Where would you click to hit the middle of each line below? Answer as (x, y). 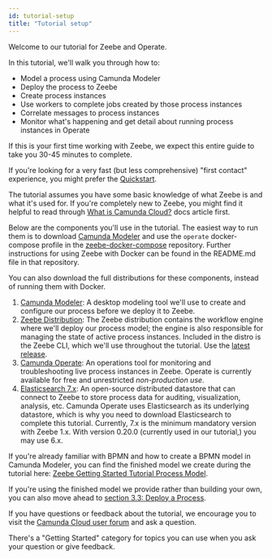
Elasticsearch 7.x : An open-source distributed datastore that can (127, 388)
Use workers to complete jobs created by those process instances (131, 104)
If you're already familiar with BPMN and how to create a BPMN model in (130, 456)
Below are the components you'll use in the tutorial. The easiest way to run (133, 227)
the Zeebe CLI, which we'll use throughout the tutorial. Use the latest (135, 345)
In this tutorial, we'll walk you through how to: (84, 63)
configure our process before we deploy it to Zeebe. (108, 310)
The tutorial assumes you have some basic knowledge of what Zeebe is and (136, 194)
